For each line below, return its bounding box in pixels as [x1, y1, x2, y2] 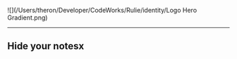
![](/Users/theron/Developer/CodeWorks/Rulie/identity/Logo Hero [7, 6, 197, 14]
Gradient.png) [7, 13, 48, 22]
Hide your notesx [7, 40, 85, 52]
